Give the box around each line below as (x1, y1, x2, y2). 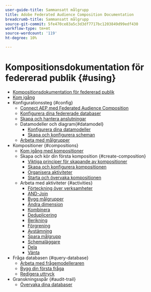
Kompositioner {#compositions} (12, 142, 79, 149)
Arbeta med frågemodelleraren (20, 260, 85, 266)
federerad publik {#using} (5, 72, 116, 84)
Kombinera (27, 206, 50, 212)
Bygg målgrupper (27, 196, 64, 202)
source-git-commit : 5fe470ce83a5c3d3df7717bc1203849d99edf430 (5, 21, 138, 27)
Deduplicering (27, 212, 57, 218)
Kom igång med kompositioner (20, 148, 84, 154)
